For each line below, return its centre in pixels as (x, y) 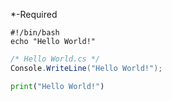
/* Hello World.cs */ (55, 59)
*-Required (34, 14)
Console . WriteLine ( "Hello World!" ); (86, 68)
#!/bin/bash (35, 33)
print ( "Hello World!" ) (57, 86)
